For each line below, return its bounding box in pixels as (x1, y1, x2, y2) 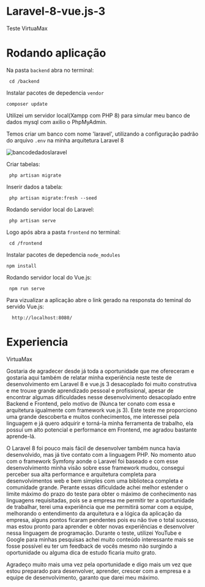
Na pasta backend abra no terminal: (6, 66, 94, 74)
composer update (6, 101, 48, 107)
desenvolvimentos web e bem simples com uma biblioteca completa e (6, 477, 184, 484)
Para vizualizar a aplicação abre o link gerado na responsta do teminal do (6, 296, 192, 303)
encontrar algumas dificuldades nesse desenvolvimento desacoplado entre (6, 393, 196, 400)
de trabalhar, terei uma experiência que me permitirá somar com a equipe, (6, 503, 193, 510)
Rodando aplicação (6, 46, 106, 60)
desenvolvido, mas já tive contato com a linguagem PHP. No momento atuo (6, 451, 196, 458)
